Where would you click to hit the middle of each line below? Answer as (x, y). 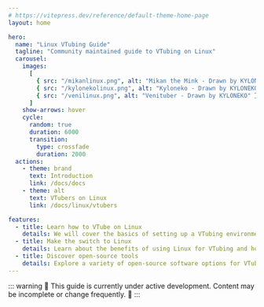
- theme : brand (47, 169)
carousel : (31, 59)
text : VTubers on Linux (68, 198)
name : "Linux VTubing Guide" (63, 44)
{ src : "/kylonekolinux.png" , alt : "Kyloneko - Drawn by (131, 88)
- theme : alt (44, 190)
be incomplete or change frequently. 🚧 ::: (74, 294)
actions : (29, 161)
